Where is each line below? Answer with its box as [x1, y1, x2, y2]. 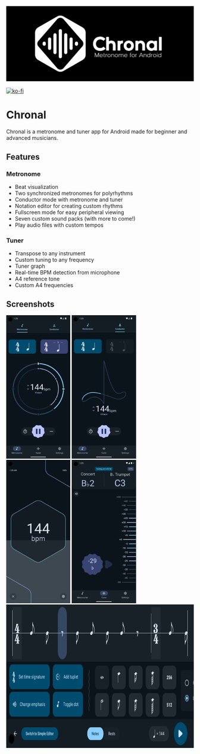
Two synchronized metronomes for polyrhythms [14, 190, 133, 197]
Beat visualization [14, 183, 58, 190]
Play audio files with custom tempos [14, 221, 104, 228]
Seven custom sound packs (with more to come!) [14, 215, 136, 222]
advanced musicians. [6, 135, 58, 142]
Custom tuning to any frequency [14, 257, 94, 264]
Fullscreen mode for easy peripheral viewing [14, 209, 124, 216]
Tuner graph [14, 262, 46, 270]
